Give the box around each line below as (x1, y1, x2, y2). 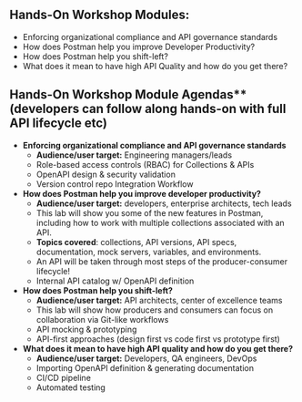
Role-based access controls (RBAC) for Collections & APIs (35, 159, 255, 170)
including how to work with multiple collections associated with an (35, 217, 285, 228)
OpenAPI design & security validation (35, 169, 176, 180)
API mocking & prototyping (35, 324, 137, 335)
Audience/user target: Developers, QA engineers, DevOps (35, 353, 257, 364)
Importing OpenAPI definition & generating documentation (35, 362, 255, 373)
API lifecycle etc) (9, 116, 107, 131)
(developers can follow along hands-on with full (9, 101, 287, 117)
